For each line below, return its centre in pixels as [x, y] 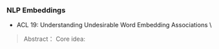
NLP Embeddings [36, 10]
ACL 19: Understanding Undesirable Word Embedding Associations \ [114, 25]
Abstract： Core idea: [54, 39]
